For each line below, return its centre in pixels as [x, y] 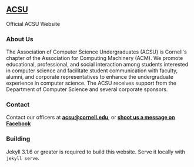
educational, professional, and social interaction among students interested [97, 65]
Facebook [19, 123]
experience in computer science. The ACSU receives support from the [91, 83]
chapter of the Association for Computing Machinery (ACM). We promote [95, 58]
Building [18, 139]
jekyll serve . [23, 158]
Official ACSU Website [33, 24]
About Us [20, 39]
